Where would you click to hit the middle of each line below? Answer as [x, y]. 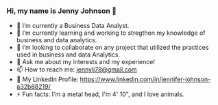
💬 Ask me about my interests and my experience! [86, 62]
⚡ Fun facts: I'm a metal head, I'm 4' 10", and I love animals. [100, 94]
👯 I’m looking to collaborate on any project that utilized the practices [112, 48]
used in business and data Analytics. [68, 55]
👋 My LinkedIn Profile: [47, 79]
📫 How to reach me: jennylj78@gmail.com [77, 70]
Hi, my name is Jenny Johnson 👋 [62, 11]
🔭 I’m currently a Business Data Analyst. [73, 26]
